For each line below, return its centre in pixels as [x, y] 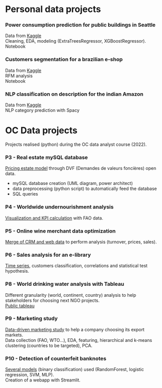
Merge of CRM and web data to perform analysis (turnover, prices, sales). [81, 242]
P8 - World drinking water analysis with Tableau [65, 284]
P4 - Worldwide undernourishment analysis [59, 207]
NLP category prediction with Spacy [42, 110]
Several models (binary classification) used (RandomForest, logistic [74, 369]
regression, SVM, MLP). [29, 375]
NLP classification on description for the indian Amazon [74, 94]
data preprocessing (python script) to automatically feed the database [85, 188]
